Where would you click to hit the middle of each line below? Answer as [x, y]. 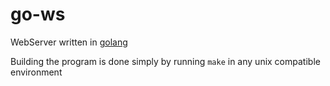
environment [36, 72]
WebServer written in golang [69, 42]
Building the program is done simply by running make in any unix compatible [165, 61]
